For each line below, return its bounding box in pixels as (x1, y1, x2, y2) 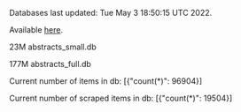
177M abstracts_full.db (9, 59, 91, 69)
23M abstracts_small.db (9, 41, 97, 52)
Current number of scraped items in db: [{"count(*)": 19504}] (9, 93, 233, 103)
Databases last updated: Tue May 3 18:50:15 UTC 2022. (9, 8, 213, 18)
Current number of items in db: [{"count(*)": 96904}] (9, 76, 203, 86)
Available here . (9, 25, 64, 34)
